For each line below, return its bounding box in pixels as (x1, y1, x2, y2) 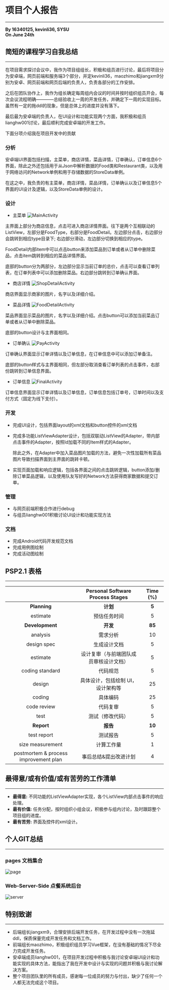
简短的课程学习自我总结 (5, 47, 78, 56)
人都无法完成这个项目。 (12, 979, 61, 985)
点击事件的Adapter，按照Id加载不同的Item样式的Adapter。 (12, 439, 134, 445)
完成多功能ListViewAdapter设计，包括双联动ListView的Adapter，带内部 (12, 432, 160, 439)
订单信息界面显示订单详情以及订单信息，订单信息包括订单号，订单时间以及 (5, 389, 159, 396)
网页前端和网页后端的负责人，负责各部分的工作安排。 (27, 79, 137, 85)
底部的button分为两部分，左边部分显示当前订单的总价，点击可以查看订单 (5, 263, 155, 270)
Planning (30, 603, 52, 610)
